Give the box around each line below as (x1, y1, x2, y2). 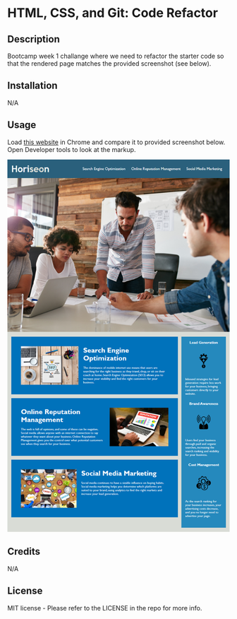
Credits (7, 546, 41, 558)
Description (7, 33, 60, 45)
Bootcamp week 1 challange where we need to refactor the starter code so (7, 52, 224, 60)
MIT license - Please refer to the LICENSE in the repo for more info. (7, 603, 202, 612)
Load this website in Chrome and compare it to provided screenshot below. (7, 138, 226, 146)
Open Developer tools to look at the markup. (7, 145, 136, 153)
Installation (7, 80, 58, 92)
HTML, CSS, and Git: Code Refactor (7, 5, 219, 21)
